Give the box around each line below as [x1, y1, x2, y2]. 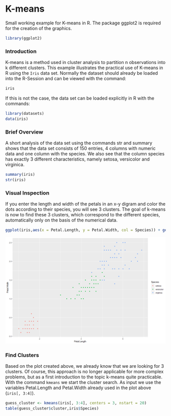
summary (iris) [5, 172, 36, 177]
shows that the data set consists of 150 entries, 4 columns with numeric [5, 145, 156, 151]
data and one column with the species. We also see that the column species [5, 151, 165, 157]
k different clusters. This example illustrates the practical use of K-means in [5, 65, 163, 71]
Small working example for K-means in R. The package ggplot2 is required [5, 20, 161, 26]
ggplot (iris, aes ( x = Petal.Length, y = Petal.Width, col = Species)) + [5, 228, 160, 233]
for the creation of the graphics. [5, 25, 72, 31]
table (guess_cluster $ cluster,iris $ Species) [5, 406, 99, 411]
